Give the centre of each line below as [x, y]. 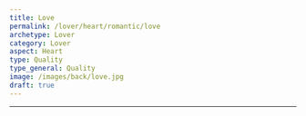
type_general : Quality [52, 69]
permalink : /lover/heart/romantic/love [85, 26]
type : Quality [36, 60]
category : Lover [40, 43]
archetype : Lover [42, 34]
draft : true [32, 85]
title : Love [32, 18]
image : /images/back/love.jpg [67, 77]
